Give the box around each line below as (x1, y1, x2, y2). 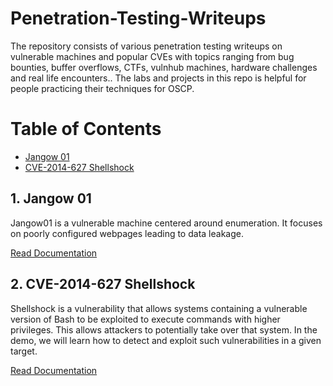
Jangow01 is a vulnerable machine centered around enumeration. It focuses (10, 217, 323, 229)
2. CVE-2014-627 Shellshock (10, 276, 196, 293)
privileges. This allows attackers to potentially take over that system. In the (10, 323, 318, 336)
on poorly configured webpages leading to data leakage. (10, 227, 244, 239)
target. (10, 345, 38, 357)
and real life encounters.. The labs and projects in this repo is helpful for (10, 72, 307, 84)
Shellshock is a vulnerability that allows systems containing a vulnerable (10, 302, 308, 314)
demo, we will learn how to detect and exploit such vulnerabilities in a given (10, 334, 322, 346)
